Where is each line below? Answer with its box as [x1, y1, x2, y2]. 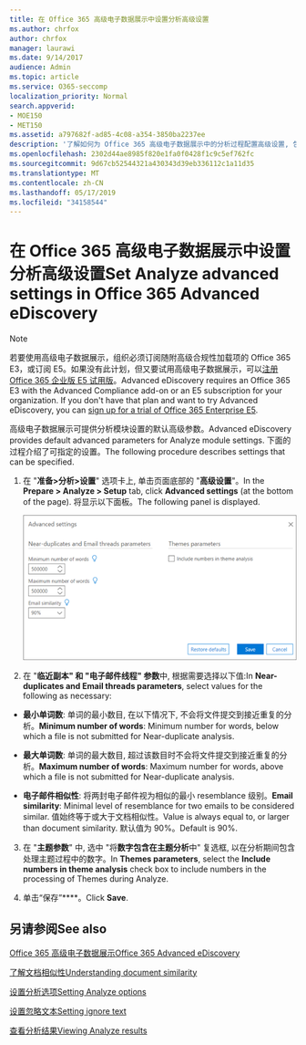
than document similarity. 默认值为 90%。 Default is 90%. [22, 822, 239, 833]
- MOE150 [9, 110, 43, 120]
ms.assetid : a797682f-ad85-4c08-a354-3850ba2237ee [9, 131, 206, 140]
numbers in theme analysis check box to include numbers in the [22, 863, 267, 874]
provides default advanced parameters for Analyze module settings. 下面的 [9, 434, 291, 446]
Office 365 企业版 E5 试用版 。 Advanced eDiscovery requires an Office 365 [9, 375, 291, 386]
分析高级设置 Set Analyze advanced [9, 264, 280, 285]
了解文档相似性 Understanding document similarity [9, 967, 198, 977]
